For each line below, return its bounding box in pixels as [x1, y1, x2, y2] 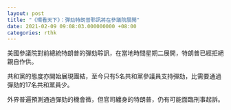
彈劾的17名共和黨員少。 [7, 80, 74, 89]
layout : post [7, 10, 45, 17]
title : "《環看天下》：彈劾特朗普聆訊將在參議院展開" [7, 16, 140, 23]
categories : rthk [7, 29, 57, 36]
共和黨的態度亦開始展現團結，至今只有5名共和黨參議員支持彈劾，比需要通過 [7, 72, 222, 80]
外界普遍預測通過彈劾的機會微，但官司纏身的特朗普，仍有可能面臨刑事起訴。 [7, 96, 224, 104]
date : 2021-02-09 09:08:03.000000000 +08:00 [7, 23, 137, 30]
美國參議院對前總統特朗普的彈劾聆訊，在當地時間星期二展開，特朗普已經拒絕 [7, 49, 224, 57]
